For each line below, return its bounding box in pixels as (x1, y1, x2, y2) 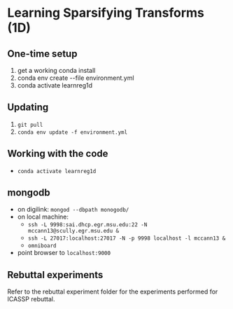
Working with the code (7, 148, 108, 160)
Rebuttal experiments (7, 268, 104, 281)
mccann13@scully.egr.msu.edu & (27, 228, 120, 235)
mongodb (7, 187, 50, 199)
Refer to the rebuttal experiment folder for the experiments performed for (7, 287, 218, 296)
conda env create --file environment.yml (17, 74, 134, 82)
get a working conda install (17, 67, 96, 74)
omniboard (27, 242, 57, 249)
